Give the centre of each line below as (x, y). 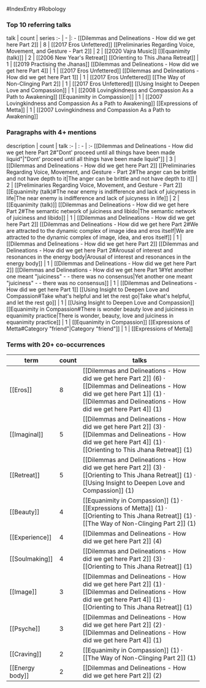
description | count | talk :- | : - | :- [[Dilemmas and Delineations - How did (100, 146)
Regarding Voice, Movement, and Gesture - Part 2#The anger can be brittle (101, 172)
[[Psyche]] (25, 628)
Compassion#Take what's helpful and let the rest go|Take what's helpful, (99, 296)
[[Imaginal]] (27, 434)
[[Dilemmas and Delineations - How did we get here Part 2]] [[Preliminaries (101, 165)
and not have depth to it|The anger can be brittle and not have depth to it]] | (102, 178)
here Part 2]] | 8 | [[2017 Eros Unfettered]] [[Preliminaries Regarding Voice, (101, 45)
